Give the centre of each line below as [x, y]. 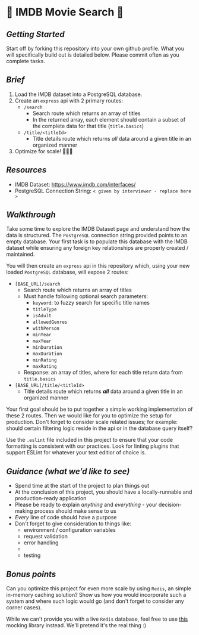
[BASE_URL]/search [37, 284]
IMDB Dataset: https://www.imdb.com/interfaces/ [75, 184]
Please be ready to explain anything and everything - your [86, 505]
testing [32, 555]
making [24, 511]
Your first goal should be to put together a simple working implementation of [99, 409]
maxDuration [47, 354]
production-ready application [50, 498]
